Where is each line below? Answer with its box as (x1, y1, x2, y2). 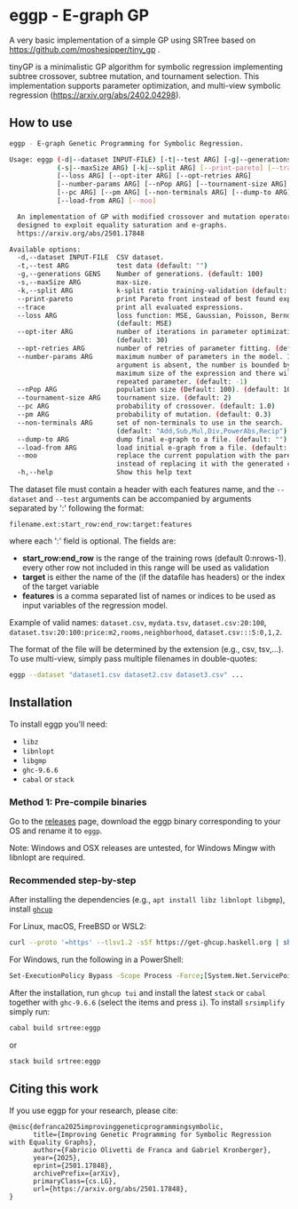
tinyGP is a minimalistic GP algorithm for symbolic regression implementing (9, 61, 284, 72)
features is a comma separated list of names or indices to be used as (21, 591, 277, 601)
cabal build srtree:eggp (9, 1023, 101, 1033)
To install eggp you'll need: (9, 719, 108, 729)
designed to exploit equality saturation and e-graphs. (17, 220, 228, 229)
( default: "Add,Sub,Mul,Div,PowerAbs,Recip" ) (116, 426, 288, 435)
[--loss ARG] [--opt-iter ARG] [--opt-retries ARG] (56, 171, 252, 180)
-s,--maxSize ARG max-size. (17, 278, 153, 287)
